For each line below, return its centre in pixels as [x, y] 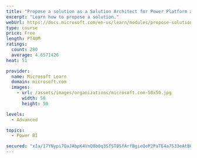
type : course [22, 28]
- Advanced [25, 120]
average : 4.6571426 [35, 55]
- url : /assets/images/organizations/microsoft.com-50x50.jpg [94, 93]
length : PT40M [23, 39]
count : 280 [25, 50]
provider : [18, 71]
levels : [16, 114]
